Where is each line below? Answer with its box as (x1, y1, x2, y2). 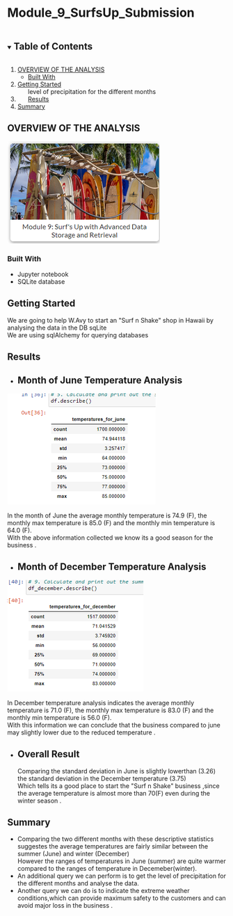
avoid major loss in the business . (17, 901, 113, 910)
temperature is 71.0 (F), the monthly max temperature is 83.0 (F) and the (7, 706, 214, 714)
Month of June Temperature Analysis (17, 374, 183, 387)
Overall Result (17, 748, 80, 760)
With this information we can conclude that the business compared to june (7, 721, 220, 729)
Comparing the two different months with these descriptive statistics (17, 835, 214, 843)
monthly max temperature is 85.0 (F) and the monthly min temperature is (7, 518, 216, 527)
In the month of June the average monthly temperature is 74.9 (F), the (7, 511, 207, 520)
